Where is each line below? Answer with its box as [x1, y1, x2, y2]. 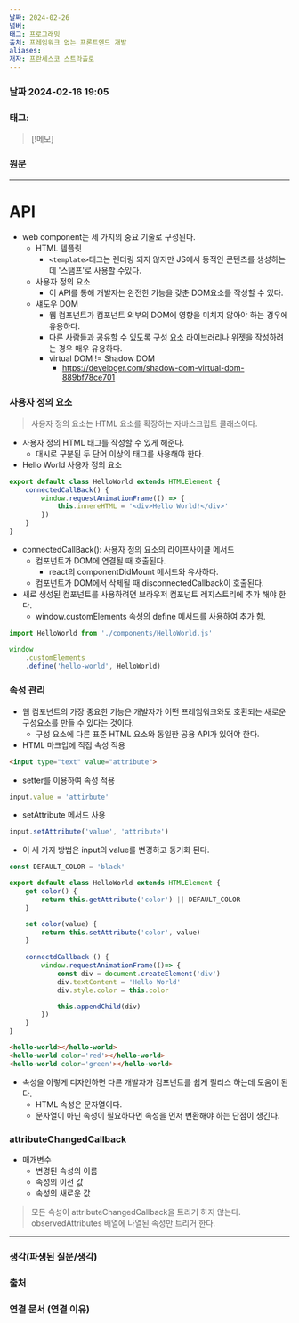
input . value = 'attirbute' [9, 793, 109, 801]
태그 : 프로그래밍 [9, 29, 61, 38]
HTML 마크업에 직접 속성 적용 [21, 739, 126, 750]
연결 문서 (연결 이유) [9, 1302, 91, 1315]
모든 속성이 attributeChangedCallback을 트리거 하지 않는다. [30, 1206, 242, 1217]
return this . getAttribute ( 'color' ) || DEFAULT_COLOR [41, 895, 241, 904]
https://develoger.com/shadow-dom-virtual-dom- [61, 363, 245, 374]
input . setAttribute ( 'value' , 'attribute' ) [9, 827, 169, 836]
